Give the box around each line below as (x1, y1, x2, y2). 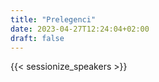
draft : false (10, 33, 65, 43)
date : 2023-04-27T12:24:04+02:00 (10, 24, 150, 34)
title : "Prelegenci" (10, 14, 97, 25)
